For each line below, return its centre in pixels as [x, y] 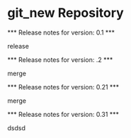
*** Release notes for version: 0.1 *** [61, 32]
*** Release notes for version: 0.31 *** [63, 114]
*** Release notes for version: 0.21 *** [63, 87]
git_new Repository [65, 13]
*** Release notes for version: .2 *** [60, 59]
